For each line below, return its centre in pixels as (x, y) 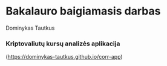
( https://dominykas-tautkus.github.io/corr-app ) (64, 57)
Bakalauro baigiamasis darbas (83, 11)
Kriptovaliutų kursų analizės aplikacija (63, 44)
